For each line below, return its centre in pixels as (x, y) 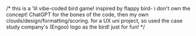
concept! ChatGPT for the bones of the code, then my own (77, 15)
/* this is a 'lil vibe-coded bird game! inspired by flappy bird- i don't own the (98, 8)
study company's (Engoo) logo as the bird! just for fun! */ (76, 27)
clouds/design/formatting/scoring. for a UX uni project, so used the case (94, 21)
